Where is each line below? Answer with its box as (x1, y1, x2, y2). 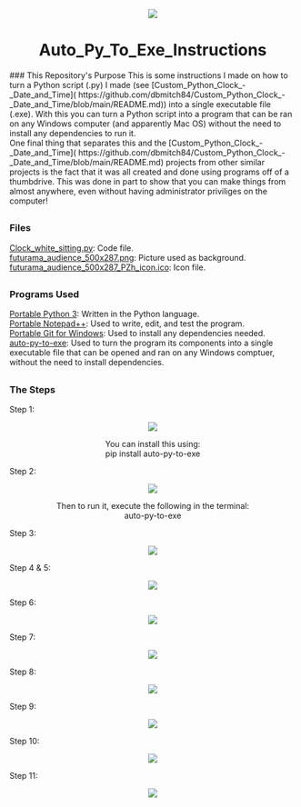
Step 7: (9, 632, 36, 643)
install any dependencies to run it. (9, 127, 136, 138)
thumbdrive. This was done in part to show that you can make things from (9, 175, 286, 186)
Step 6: (9, 597, 36, 608)
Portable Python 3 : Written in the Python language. (9, 309, 200, 320)
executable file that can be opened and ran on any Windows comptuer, (9, 347, 276, 358)
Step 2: (9, 466, 36, 477)
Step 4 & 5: (9, 563, 52, 573)
